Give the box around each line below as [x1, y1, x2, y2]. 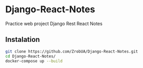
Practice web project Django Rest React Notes [5, 20, 103, 27]
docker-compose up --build [5, 58, 63, 63]
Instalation [5, 35, 40, 44]
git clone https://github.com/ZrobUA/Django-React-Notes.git [5, 49, 138, 54]
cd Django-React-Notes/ [5, 54, 56, 59]
